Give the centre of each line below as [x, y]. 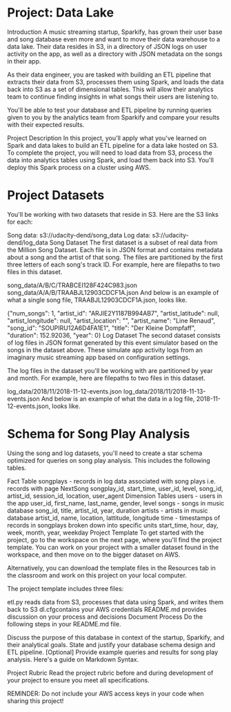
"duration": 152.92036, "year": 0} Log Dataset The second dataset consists [114, 335]
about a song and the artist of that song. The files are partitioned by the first [115, 257]
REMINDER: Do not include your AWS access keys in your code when [106, 693]
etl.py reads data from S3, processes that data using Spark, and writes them [115, 602]
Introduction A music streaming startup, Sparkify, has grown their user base [115, 32]
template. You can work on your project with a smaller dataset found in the [113, 547]
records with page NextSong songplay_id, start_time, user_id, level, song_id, [115, 488]
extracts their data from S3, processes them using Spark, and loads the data [115, 81]
